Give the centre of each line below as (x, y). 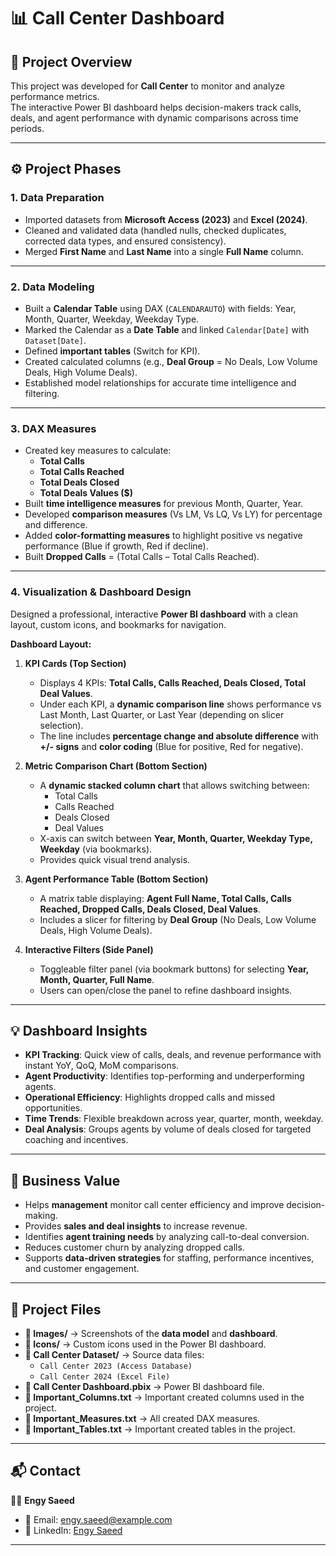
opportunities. (53, 1108)
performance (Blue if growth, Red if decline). (116, 546)
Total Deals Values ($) (86, 493)
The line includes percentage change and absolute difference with (179, 736)
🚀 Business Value (65, 1180)
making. (41, 1216)
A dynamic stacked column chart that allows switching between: (174, 785)
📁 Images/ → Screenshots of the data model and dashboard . (151, 1334)
